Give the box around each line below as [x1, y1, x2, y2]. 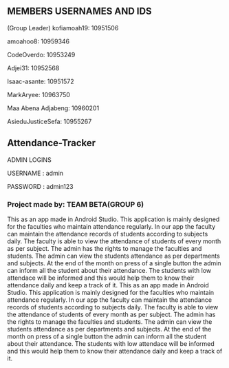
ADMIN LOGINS [7, 155, 52, 164]
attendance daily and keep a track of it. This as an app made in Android [7, 280, 210, 289]
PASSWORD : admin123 [7, 182, 74, 190]
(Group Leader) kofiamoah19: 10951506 [7, 23, 119, 32]
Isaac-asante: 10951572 [7, 77, 74, 85]
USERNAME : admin [7, 169, 64, 177]
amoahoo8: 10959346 [7, 37, 70, 45]
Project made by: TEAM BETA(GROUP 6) [7, 199, 144, 209]
